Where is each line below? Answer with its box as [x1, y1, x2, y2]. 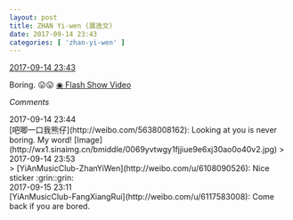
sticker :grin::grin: [9, 173, 74, 183]
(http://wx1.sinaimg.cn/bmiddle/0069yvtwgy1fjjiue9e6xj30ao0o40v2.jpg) [9, 144, 278, 155]
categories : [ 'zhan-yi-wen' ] [9, 37, 126, 47]
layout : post [9, 12, 58, 22]
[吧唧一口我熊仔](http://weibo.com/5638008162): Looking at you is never [9, 125, 278, 135]
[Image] [74, 134, 103, 145]
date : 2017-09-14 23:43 [9, 29, 98, 38]
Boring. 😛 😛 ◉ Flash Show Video [9, 79, 132, 90]
